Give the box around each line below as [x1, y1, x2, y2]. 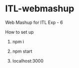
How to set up [5, 29, 34, 35]
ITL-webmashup [5, 3, 75, 14]
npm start [12, 48, 32, 54]
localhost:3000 [12, 58, 44, 64]
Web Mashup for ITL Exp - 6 [5, 19, 63, 25]
